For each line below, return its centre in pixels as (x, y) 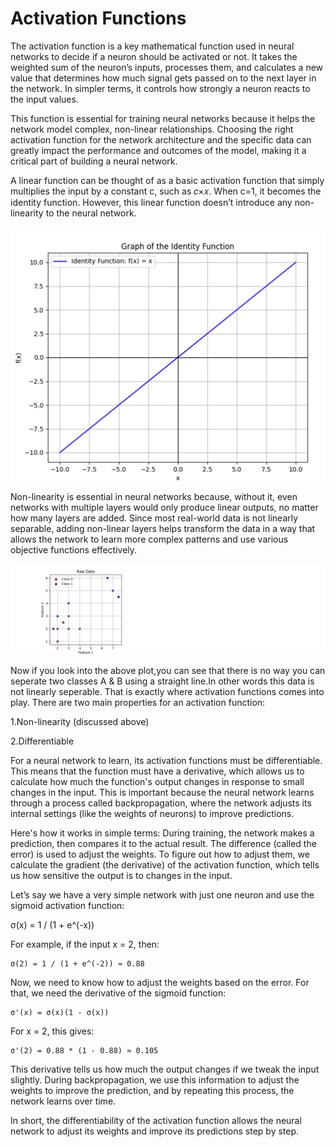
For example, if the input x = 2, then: (85, 944)
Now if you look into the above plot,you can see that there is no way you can (168, 671)
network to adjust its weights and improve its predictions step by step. (155, 1131)
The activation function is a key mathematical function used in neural (152, 46)
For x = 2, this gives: (52, 1031)
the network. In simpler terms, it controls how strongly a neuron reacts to (160, 88)
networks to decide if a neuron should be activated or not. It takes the (154, 56)
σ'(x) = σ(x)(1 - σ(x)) (60, 1013)
